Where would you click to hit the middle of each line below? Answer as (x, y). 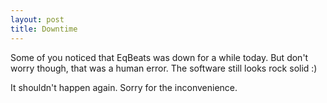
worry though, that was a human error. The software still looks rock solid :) (164, 68)
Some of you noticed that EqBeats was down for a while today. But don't (159, 57)
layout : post (37, 19)
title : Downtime (44, 29)
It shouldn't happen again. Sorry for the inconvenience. (124, 87)
